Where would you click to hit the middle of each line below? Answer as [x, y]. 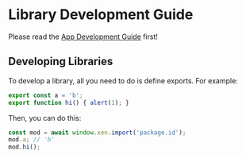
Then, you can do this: [45, 118]
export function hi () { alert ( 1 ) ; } [69, 102]
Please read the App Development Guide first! [83, 37]
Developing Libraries [61, 62]
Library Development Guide [101, 15]
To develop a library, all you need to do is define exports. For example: [123, 80]
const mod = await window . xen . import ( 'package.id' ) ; [97, 133]
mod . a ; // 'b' [32, 140]
